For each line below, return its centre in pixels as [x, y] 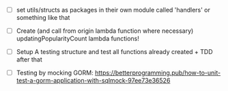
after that [29, 60]
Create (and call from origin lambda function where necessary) [105, 31]
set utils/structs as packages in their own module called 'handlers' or [113, 10]
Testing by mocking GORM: [55, 73]
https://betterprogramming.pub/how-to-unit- [158, 73]
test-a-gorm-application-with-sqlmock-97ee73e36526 [93, 81]
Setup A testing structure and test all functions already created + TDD [114, 52]
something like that [43, 18]
